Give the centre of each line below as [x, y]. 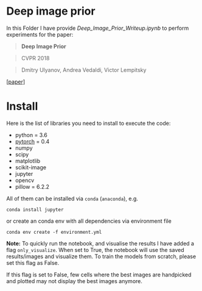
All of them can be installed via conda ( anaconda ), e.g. [72, 198]
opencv [25, 180]
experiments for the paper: [40, 34]
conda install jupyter [35, 209]
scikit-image [31, 167]
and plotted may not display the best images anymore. [75, 281]
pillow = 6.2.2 [32, 186]
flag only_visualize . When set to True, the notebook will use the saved [95, 250]
